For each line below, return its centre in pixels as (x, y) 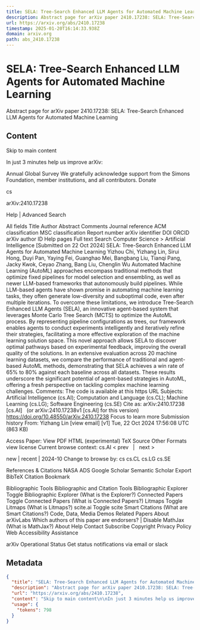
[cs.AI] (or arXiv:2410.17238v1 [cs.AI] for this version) (73, 410)
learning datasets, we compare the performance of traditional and (87, 359)
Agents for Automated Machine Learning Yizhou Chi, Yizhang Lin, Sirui (93, 251)
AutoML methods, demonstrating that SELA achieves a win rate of (104, 365)
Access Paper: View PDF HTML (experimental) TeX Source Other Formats (96, 441)
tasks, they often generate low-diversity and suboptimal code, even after (95, 296)
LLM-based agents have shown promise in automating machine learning (95, 290)
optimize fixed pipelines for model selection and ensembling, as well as (93, 277)
